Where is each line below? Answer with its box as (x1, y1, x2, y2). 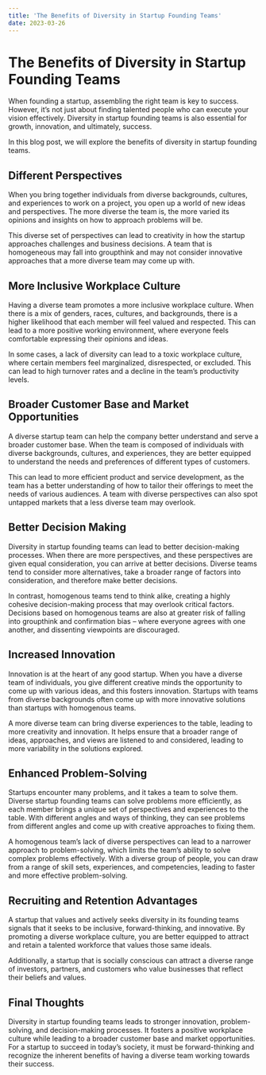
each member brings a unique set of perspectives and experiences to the (8, 804, 249, 814)
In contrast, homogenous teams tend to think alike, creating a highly (8, 590, 230, 601)
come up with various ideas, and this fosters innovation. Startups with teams (8, 686, 259, 695)
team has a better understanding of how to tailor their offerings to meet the (8, 481, 254, 490)
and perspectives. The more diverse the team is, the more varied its (8, 207, 230, 216)
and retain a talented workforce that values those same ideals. (8, 941, 212, 950)
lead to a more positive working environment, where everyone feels (8, 325, 229, 335)
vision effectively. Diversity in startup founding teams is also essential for (8, 113, 248, 123)
